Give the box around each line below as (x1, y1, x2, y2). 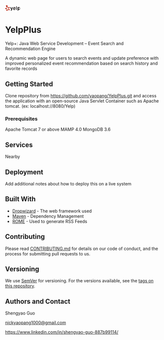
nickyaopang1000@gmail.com (5, 320, 66, 326)
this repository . (5, 283, 36, 289)
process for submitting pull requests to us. (5, 250, 91, 256)
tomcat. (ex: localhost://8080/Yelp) (5, 103, 76, 109)
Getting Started (5, 80, 53, 88)
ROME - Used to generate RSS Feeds (12, 218, 87, 224)
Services (5, 140, 33, 149)
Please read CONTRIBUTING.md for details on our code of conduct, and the (5, 246, 158, 251)
